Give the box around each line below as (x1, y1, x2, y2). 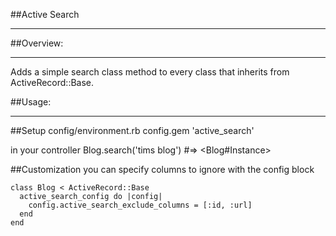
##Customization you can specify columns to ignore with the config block (10, 164, 315, 175)
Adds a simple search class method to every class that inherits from (10, 66, 290, 78)
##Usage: (10, 96, 52, 108)
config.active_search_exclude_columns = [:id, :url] (28, 200, 253, 210)
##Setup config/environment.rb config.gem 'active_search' (10, 125, 255, 136)
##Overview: (10, 37, 64, 49)
